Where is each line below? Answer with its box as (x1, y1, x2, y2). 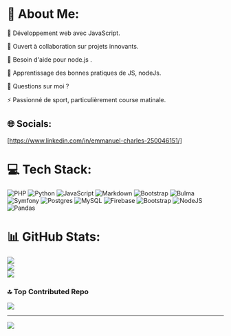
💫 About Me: (7, 6, 80, 22)
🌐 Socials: (7, 118, 52, 130)
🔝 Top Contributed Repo (7, 287, 89, 296)
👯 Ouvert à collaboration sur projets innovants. (7, 42, 139, 50)
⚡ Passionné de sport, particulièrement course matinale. (7, 95, 166, 104)
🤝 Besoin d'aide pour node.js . (7, 55, 93, 64)
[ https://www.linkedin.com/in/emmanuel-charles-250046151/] (7, 136, 182, 145)
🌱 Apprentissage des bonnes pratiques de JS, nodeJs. (7, 69, 162, 77)
